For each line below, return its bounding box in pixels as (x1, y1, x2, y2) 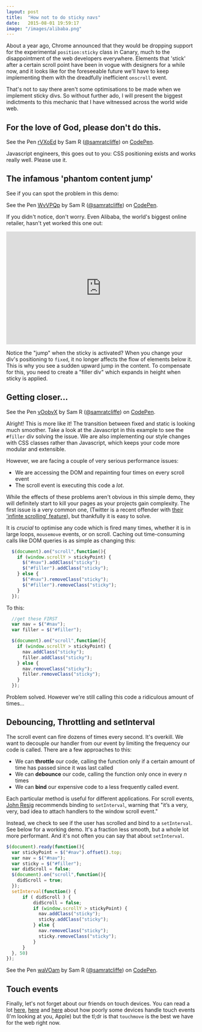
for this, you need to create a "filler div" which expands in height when (6, 368, 181, 375)
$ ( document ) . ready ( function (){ (6, 844, 85, 850)
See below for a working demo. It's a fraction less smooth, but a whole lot (6, 826, 189, 833)
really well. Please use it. (6, 156, 67, 164)
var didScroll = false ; (11, 866, 71, 873)
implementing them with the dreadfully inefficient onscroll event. (6, 74, 168, 81)
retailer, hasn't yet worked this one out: (6, 219, 103, 226)
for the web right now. (6, 1019, 61, 1027)
